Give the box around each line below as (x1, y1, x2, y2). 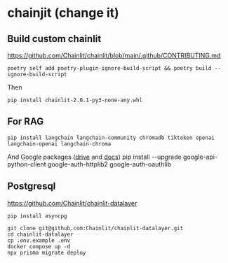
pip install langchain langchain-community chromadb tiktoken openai (7, 134, 215, 141)
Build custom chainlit (7, 33, 102, 45)
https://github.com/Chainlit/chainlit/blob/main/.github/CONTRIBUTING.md (7, 51, 221, 59)
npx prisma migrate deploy (7, 249, 86, 256)
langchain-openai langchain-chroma (7, 140, 112, 148)
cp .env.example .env (7, 236, 71, 244)
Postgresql (7, 180, 56, 192)
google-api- (182, 152, 218, 161)
